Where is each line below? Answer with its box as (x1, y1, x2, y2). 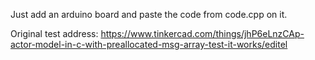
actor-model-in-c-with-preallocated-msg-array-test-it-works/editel (10, 39, 288, 50)
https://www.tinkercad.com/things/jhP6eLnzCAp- (100, 28, 305, 39)
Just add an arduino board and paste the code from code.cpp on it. (10, 9, 288, 20)
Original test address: (10, 28, 99, 39)
